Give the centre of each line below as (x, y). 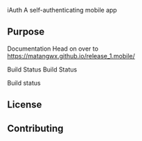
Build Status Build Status (42, 69)
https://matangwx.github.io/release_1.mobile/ (71, 56)
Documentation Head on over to (53, 49)
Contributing (35, 128)
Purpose (26, 32)
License (25, 105)
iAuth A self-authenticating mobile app (62, 10)
